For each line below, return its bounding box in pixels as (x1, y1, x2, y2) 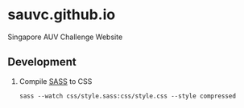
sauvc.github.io (7, 6, 116, 24)
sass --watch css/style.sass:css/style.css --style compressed (19, 92, 237, 100)
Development (7, 55, 77, 69)
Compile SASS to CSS (19, 76, 93, 86)
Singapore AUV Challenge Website (7, 32, 123, 42)
